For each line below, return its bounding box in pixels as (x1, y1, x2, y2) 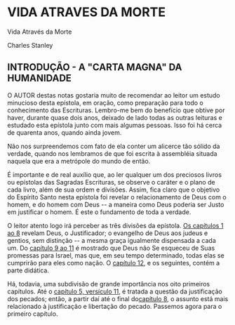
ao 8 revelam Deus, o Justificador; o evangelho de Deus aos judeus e (7, 229, 208, 237)
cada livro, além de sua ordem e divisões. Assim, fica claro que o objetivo (7, 185, 220, 194)
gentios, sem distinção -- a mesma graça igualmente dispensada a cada (7, 236, 216, 244)
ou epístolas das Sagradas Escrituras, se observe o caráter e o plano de (7, 178, 215, 186)
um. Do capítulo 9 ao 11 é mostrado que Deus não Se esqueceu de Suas (7, 244, 215, 252)
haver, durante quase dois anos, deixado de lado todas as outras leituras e (7, 113, 222, 121)
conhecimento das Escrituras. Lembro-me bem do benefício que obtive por (7, 106, 225, 114)
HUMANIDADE (7, 72, 72, 84)
